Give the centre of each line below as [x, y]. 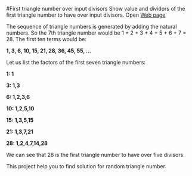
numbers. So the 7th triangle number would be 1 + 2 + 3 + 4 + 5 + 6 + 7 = [96, 33]
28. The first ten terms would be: [47, 39]
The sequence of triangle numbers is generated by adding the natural [92, 27]
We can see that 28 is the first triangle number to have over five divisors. [95, 155]
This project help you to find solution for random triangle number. [86, 166]
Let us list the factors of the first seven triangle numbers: [76, 62]
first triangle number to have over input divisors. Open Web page [86, 15]
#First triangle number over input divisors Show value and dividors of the [96, 9]
